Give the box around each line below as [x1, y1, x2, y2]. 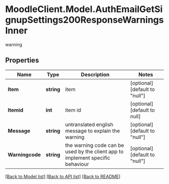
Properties [5, 56, 39, 65]
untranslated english [65, 121, 114, 128]
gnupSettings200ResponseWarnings [5, 14, 164, 26]
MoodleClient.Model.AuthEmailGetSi [5, 4, 163, 15]
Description [80, 71, 110, 78]
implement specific [65, 154, 111, 161]
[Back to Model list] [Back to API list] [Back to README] [5, 173, 121, 179]
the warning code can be [65, 142, 124, 149]
